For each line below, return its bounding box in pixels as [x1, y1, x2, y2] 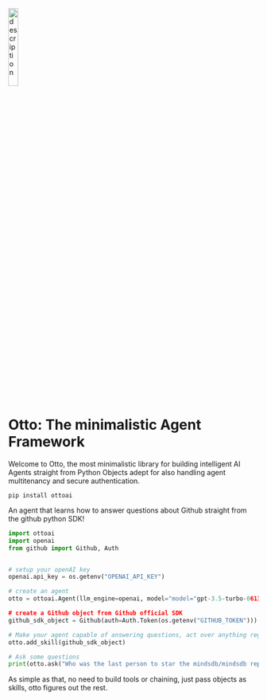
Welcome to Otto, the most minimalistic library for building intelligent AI [8, 458, 241, 469]
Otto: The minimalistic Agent [8, 416, 202, 434]
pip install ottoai [8, 491, 73, 499]
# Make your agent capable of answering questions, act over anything [8, 631, 247, 639]
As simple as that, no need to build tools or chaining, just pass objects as [8, 674, 247, 684]
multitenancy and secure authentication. [8, 476, 141, 486]
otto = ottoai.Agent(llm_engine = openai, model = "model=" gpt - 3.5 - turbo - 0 [8, 595, 250, 603]
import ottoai [8, 529, 56, 537]
